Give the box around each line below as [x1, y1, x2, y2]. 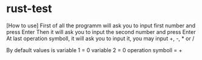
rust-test [6, 2, 52, 16]
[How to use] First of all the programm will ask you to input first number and [6, 22, 196, 29]
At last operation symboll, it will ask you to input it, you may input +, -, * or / [6, 35, 195, 42]
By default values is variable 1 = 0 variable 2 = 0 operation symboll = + [6, 46, 183, 53]
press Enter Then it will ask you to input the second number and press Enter [6, 28, 196, 35]
